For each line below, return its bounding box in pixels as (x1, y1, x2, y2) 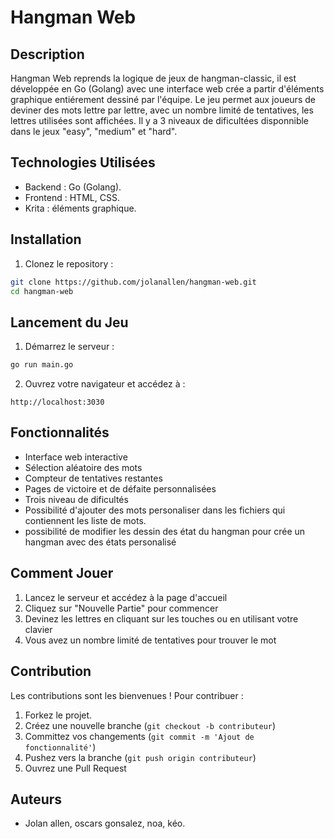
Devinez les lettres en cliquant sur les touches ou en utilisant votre (24, 612, 299, 625)
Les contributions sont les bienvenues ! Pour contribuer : (10, 689, 244, 701)
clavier (24, 623, 53, 635)
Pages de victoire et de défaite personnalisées (24, 482, 217, 495)
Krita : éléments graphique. (24, 202, 137, 214)
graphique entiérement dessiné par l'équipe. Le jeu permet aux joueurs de (10, 94, 316, 105)
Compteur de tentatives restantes (24, 472, 163, 484)
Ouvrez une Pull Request (24, 762, 127, 774)
